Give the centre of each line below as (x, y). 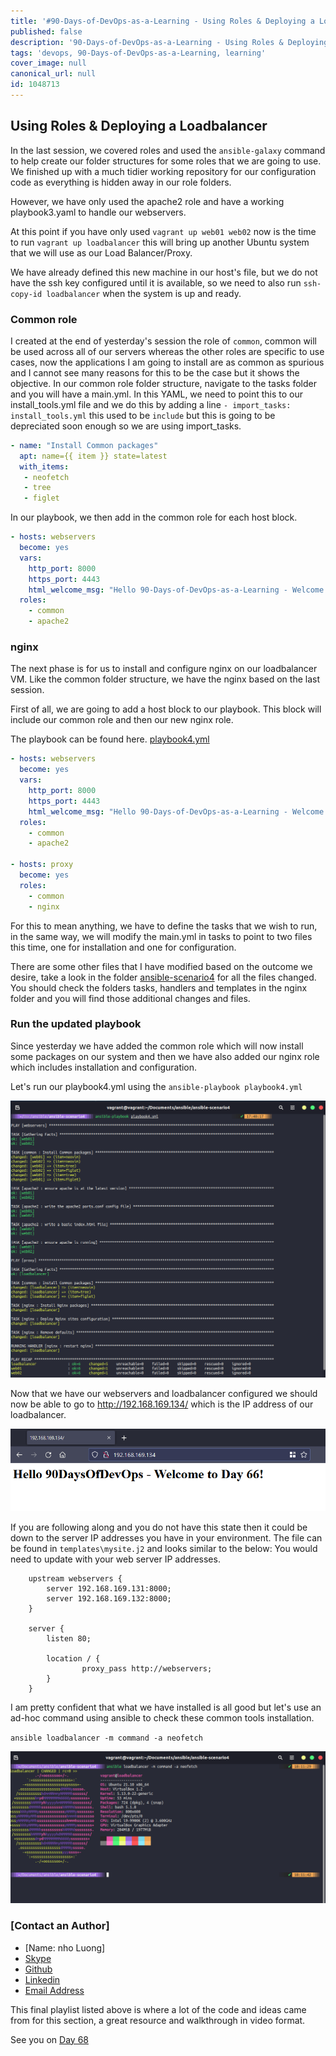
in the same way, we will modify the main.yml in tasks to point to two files (161, 936)
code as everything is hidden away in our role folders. (121, 182)
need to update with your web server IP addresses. (115, 1559)
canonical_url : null (53, 74)
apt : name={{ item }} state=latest (93, 456)
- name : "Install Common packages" (84, 445)
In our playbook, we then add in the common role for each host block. (154, 517)
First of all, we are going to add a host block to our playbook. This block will (166, 709)
